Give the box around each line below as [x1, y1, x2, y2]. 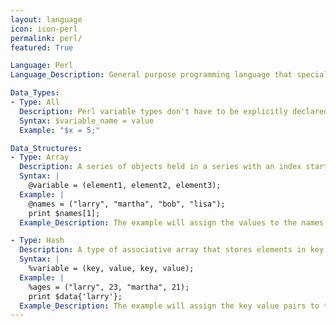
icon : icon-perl [10, 24, 78, 34]
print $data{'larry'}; [28, 291, 123, 301]
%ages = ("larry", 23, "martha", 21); [28, 282, 190, 292]
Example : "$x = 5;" [19, 125, 101, 135]
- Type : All [10, 97, 60, 107]
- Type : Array [10, 152, 70, 163]
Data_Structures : [10, 143, 83, 153]
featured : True [10, 42, 74, 53]
